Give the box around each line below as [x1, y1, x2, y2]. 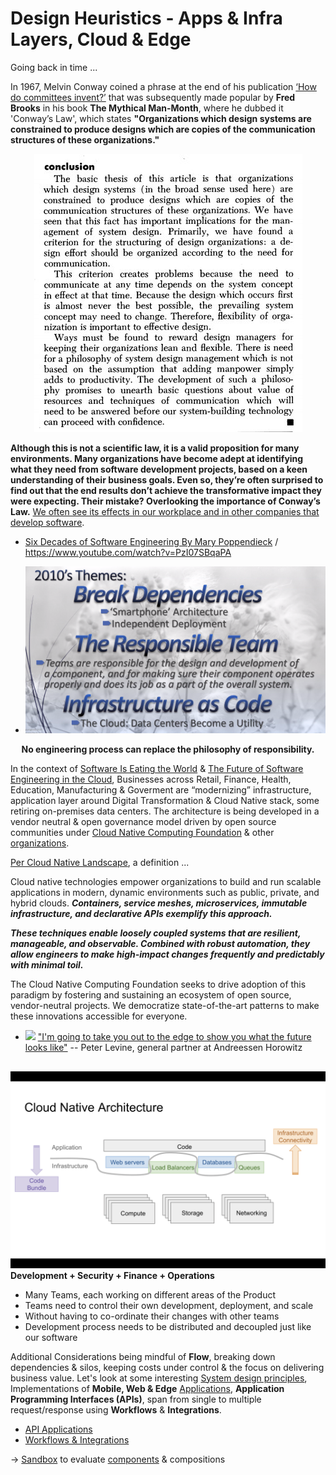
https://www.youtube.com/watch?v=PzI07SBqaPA [24, 546, 232, 558]
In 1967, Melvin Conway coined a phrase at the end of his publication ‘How [10, 80, 317, 92]
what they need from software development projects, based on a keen [10, 463, 308, 475]
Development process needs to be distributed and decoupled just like [24, 1320, 312, 1332]
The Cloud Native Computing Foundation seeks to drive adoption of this [10, 978, 307, 991]
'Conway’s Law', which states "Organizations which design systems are [10, 112, 312, 124]
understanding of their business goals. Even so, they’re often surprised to [10, 473, 324, 486]
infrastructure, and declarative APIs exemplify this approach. [10, 908, 273, 920]
